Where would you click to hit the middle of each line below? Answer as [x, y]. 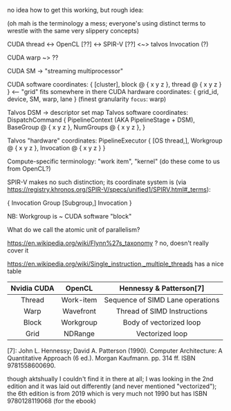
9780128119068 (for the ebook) [52, 401]
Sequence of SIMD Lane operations [162, 300]
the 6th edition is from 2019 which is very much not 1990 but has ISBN [107, 393]
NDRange [79, 334]
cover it [18, 250]
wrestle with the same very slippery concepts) [73, 31]
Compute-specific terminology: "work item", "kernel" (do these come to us [113, 161]
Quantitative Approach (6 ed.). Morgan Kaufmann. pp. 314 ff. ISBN [101, 358]
